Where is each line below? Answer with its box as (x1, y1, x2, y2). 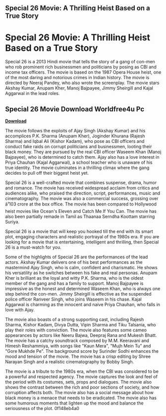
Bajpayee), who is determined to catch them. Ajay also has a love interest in (5, 154, 160, 160)
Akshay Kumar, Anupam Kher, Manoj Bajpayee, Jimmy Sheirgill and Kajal (5, 85, 154, 91)
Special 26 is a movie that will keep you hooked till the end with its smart (5, 228, 154, 234)
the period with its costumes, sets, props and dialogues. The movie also (5, 379, 152, 385)
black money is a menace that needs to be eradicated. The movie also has (5, 395, 157, 401)
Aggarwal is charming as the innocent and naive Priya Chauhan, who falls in (5, 302, 160, 308)
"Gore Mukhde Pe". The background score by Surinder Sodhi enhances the (5, 348, 159, 354)
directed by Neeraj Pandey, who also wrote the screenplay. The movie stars (5, 80, 160, 86)
